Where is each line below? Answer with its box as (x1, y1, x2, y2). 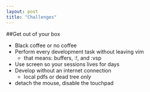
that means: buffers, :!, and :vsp (23, 54, 102, 61)
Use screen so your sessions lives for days (14, 60, 120, 68)
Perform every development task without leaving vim (14, 48, 144, 55)
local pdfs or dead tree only (23, 73, 91, 80)
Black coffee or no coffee (14, 42, 77, 49)
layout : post (6, 8, 39, 15)
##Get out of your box (6, 30, 60, 37)
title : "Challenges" (6, 14, 58, 20)
